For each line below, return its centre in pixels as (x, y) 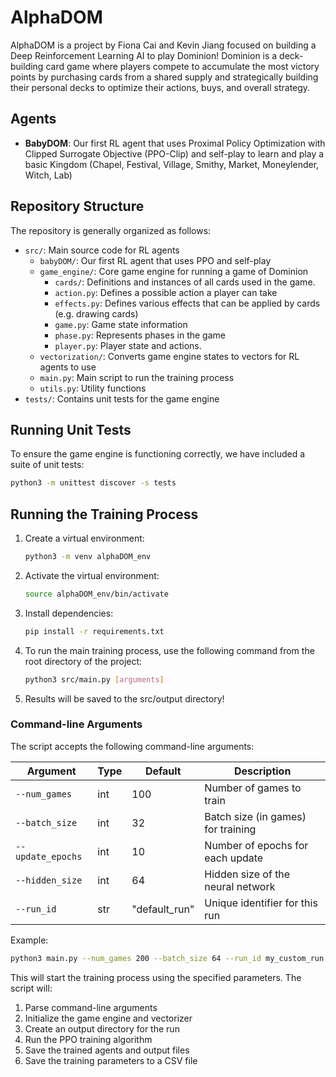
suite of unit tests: (47, 465)
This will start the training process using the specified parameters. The (156, 977)
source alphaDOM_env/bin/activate (96, 594)
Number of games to (253, 788)
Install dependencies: (69, 613)
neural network (240, 886)
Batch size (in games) (255, 816)
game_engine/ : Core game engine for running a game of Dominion (174, 271)
